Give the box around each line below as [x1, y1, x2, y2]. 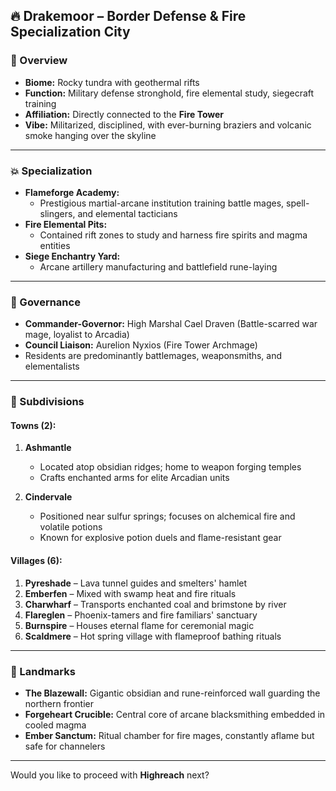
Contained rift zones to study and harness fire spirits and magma [39, 229, 308, 241]
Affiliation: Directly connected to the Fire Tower [24, 108, 225, 120]
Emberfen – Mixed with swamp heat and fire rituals [24, 587, 237, 599]
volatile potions [39, 521, 103, 533]
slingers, [39, 207, 76, 219]
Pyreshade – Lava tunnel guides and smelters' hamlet [24, 577, 248, 589]
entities [39, 239, 71, 251]
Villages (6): [10, 555, 63, 566]
